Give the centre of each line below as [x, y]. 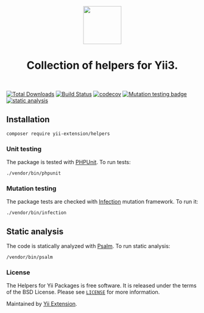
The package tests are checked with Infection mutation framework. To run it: [102, 202]
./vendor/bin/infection [37, 213]
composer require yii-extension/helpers [58, 134]
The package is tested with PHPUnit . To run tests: [69, 162]
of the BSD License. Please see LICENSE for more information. [83, 292]
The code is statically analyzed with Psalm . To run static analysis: [88, 246]
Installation [28, 119]
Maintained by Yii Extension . [42, 304]
